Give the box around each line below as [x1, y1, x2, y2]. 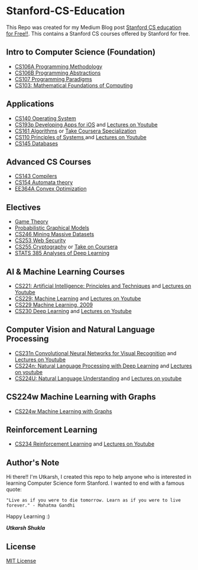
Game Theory [14, 218, 48, 226]
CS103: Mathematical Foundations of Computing [14, 82, 133, 89]
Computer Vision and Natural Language [6, 324, 155, 335]
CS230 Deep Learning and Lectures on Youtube [14, 308, 132, 314]
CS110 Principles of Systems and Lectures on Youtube [14, 133, 147, 140]
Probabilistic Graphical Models [14, 224, 90, 231]
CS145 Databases [14, 140, 58, 147]
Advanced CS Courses [6, 157, 92, 167]
